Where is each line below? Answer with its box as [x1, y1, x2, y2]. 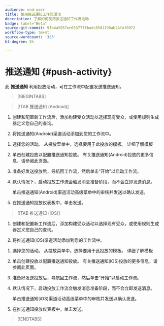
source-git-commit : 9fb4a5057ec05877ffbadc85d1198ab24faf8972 [5, 26, 135, 31]
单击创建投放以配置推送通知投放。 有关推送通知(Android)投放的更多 [12, 151, 149, 158]
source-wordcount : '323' [5, 35, 56, 40]
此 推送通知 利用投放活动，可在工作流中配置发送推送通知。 [5, 83, 124, 89]
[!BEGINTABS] [17, 93, 46, 99]
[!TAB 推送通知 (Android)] [17, 103, 69, 109]
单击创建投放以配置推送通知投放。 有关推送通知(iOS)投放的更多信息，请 [12, 258, 158, 264]
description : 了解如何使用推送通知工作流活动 [5, 16, 89, 21]
